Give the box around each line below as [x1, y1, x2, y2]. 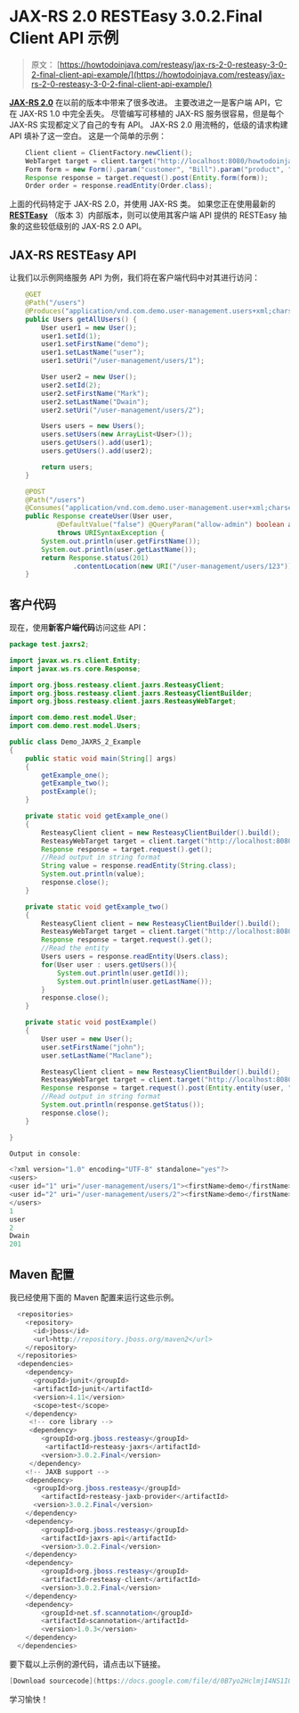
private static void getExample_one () [25, 811, 169, 821]
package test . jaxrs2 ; [9, 640, 90, 649]
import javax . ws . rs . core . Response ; [9, 664, 141, 673]
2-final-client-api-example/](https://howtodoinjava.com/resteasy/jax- [30, 69, 286, 79]
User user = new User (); [41, 1034, 133, 1043]
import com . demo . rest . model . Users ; [9, 721, 141, 730]
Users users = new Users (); [41, 422, 145, 431]
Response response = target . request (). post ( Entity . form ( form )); [25, 173, 269, 182]
